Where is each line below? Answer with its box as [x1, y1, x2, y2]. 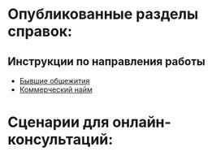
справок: [7, 22, 72, 41]
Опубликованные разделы [7, 5, 199, 24]
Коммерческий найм [19, 84, 93, 94]
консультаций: [7, 131, 114, 149]
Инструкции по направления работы [7, 54, 206, 68]
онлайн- [112, 113, 171, 132]
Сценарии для [7, 113, 110, 132]
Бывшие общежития [19, 76, 90, 85]
